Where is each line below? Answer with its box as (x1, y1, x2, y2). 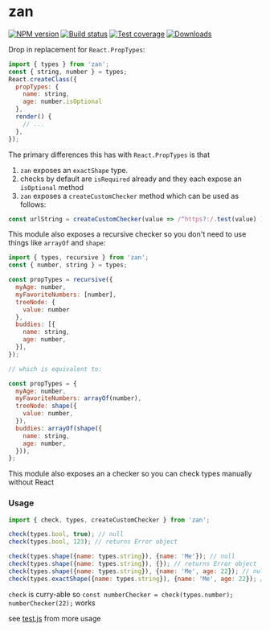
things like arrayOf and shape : (8, 238, 106, 248)
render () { (15, 113, 52, 121)
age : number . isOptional (22, 97, 103, 106)
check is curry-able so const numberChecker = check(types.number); (8, 589, 234, 599)
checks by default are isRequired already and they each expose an (19, 174, 243, 184)
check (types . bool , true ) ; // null (8, 530, 125, 538)
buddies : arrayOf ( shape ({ (15, 424, 103, 432)
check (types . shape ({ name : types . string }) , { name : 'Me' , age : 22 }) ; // (8, 567, 250, 575)
